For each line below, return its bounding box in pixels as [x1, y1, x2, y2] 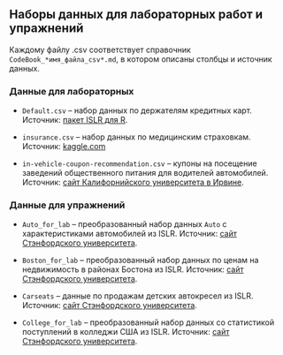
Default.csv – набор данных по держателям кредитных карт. [21, 105, 252, 116]
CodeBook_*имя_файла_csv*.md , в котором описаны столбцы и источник [9, 53, 272, 64]
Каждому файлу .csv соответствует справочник [9, 44, 192, 55]
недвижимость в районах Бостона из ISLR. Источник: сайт [21, 264, 245, 275]
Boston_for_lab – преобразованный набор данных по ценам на [21, 255, 259, 266]
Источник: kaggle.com [21, 141, 106, 152]
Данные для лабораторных [9, 85, 134, 97]
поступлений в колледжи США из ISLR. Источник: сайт [21, 327, 230, 337]
